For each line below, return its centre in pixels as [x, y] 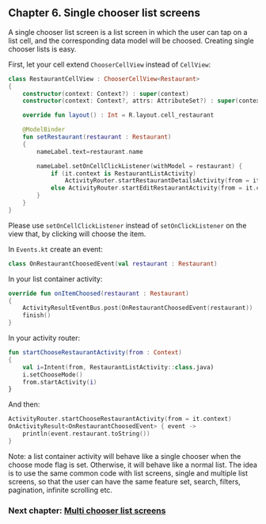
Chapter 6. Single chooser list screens [104, 13]
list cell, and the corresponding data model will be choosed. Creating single [131, 40]
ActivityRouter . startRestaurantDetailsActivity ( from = [157, 181]
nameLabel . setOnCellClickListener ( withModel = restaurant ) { [140, 166]
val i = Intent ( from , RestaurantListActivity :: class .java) [118, 367]
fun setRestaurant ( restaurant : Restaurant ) [97, 137]
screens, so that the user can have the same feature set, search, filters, [125, 481]
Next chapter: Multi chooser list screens [87, 511]
